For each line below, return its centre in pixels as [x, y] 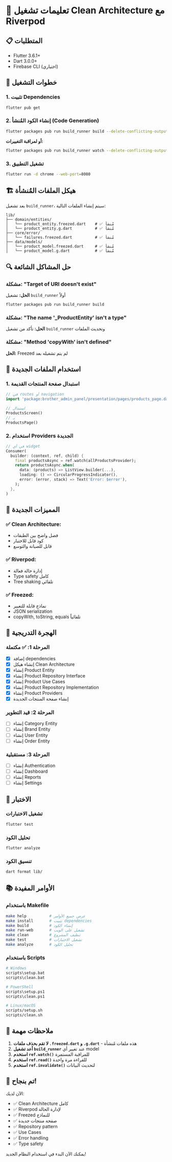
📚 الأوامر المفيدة [30, 888]
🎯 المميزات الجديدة [33, 510]
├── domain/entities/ [29, 219]
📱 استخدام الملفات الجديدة [43, 369]
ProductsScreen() [24, 413]
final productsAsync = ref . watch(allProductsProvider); [76, 460]
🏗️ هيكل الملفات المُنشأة [41, 191]
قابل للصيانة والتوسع [32, 546]
